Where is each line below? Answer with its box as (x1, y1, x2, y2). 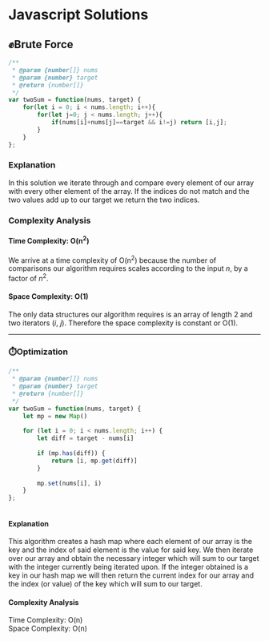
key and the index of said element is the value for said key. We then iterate (8, 545, 254, 554)
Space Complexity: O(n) (8, 623, 88, 634)
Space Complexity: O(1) (8, 292, 89, 301)
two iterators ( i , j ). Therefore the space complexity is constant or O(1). (8, 318, 239, 328)
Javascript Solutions (8, 6, 149, 24)
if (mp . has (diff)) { (37, 450, 106, 458)
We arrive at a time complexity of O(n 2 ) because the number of (8, 254, 217, 265)
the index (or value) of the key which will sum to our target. (8, 579, 203, 589)
